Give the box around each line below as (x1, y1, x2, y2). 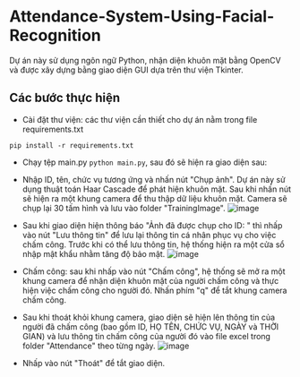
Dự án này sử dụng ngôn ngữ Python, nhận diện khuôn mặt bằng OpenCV (9, 55, 282, 65)
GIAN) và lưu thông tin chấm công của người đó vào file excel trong (21, 330, 271, 341)
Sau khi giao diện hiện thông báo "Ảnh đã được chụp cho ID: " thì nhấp (21, 219, 283, 230)
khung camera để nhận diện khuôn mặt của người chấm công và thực (21, 275, 279, 286)
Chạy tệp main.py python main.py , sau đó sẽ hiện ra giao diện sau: (21, 157, 268, 167)
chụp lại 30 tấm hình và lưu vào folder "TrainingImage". (21, 202, 226, 213)
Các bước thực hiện (9, 90, 121, 106)
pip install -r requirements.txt (9, 141, 134, 150)
